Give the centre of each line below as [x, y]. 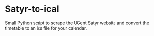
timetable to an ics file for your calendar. [46, 28]
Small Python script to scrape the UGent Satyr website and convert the [77, 23]
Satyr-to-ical [32, 9]
